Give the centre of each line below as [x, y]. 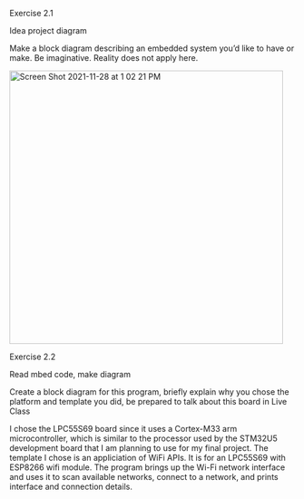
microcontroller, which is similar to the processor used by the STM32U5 [144, 438]
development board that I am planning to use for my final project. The [139, 448]
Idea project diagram [49, 30]
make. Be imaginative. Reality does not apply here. [104, 58]
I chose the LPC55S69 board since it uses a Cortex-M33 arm [123, 429]
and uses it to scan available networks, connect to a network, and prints [144, 477]
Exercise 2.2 [33, 357]
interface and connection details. [71, 486]
